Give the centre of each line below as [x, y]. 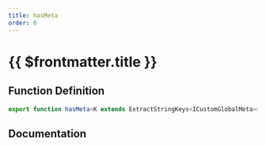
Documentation [47, 134]
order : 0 [23, 23]
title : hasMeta [33, 15]
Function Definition [57, 91]
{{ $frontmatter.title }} [83, 62]
